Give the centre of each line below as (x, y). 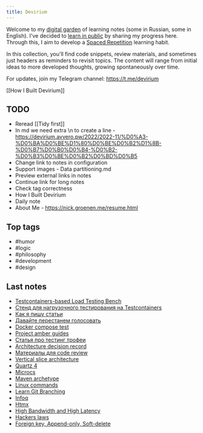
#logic (23, 248)
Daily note (28, 202)
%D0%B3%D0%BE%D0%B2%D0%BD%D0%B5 (76, 156)
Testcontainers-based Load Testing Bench (68, 301)
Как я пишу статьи (39, 314)
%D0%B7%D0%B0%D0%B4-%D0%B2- (66, 150)
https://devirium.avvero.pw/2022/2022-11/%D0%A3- (82, 137)
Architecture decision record (51, 346)
